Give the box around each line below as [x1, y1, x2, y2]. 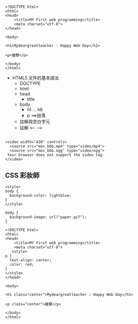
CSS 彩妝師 [5, 171, 40, 179]
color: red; [9, 262, 34, 267]
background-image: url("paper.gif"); [9, 215, 87, 220]
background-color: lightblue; [9, 193, 71, 198]
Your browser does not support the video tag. [7, 152, 105, 157]
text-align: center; [9, 258, 52, 263]
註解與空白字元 [19, 119, 50, 125]
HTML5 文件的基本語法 [12, 75, 59, 81]
